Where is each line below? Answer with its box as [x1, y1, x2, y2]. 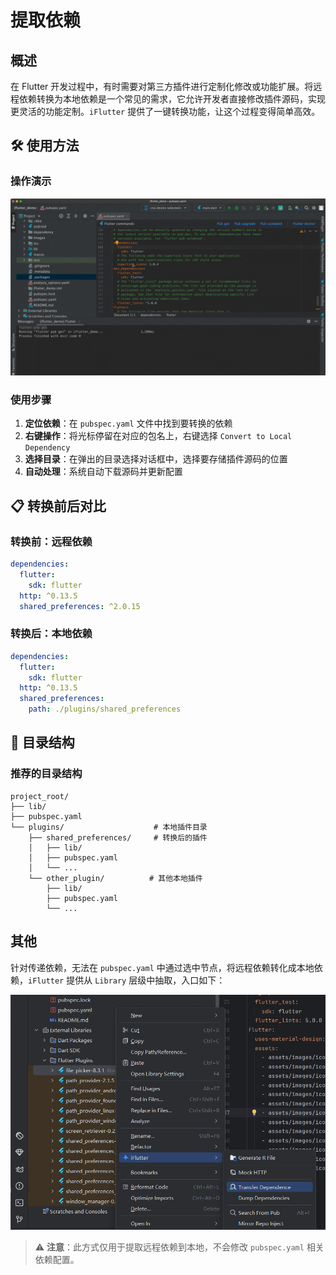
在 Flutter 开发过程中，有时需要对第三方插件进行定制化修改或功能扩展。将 [10, 81, 314, 92]
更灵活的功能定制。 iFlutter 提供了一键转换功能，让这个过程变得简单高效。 [10, 106, 321, 117]
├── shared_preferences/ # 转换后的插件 [28, 832, 208, 843]
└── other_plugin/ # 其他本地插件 [28, 873, 203, 883]
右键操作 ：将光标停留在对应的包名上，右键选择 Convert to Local [24, 430, 293, 442]
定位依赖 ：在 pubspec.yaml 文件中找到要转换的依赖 [24, 417, 233, 430]
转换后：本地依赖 [10, 627, 93, 641]
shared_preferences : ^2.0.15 [19, 601, 141, 611]
